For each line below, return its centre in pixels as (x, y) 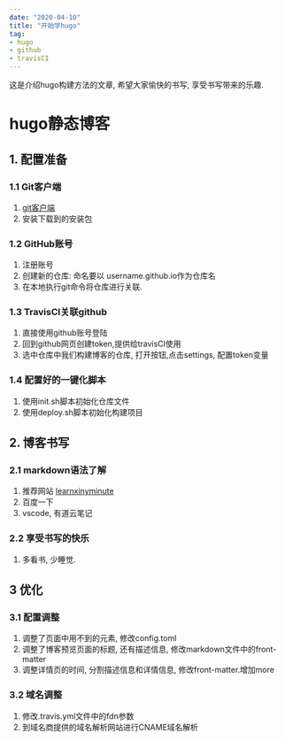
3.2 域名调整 (36, 695)
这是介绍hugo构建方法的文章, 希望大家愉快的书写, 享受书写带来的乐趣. (136, 85)
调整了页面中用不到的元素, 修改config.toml (99, 638)
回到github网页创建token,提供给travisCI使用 (101, 344)
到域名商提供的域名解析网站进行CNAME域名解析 (110, 727)
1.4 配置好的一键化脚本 (58, 380)
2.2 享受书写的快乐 (50, 538)
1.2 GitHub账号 (41, 243)
